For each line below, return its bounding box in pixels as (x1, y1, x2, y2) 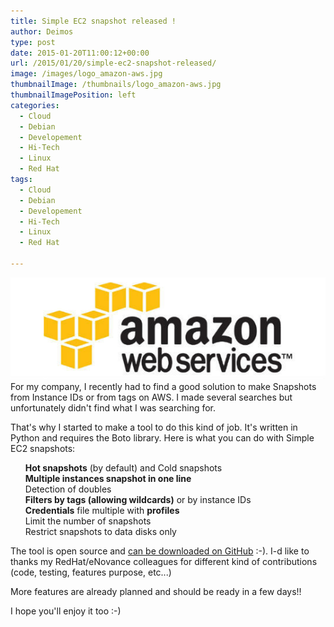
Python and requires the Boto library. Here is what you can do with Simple (10, 432, 315, 444)
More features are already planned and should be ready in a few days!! (10, 586, 302, 598)
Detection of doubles (24, 483, 112, 495)
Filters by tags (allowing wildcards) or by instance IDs (24, 494, 252, 506)
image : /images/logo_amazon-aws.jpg (10, 69, 163, 79)
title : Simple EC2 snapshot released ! (10, 16, 177, 26)
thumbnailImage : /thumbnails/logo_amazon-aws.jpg (10, 80, 222, 90)
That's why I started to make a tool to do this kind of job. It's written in (10, 421, 298, 434)
